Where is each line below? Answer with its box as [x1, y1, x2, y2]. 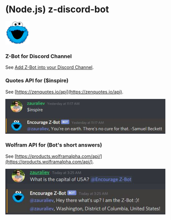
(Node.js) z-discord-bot [5, 4, 109, 15]
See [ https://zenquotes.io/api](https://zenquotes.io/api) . [5, 88, 124, 95]
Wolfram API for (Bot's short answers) [5, 141, 102, 149]
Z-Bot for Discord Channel [5, 53, 72, 60]
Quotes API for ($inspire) [5, 77, 69, 84]
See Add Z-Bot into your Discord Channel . [5, 64, 94, 70]
